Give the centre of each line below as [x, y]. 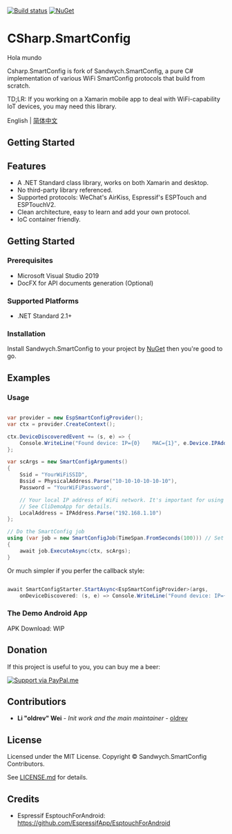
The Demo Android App [47, 613]
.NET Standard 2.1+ [45, 316]
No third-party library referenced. [65, 190]
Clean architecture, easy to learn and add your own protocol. [104, 212]
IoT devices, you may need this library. [62, 106]
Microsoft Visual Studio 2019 [58, 275]
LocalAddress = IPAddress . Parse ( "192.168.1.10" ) [91, 513]
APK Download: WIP [36, 628]
